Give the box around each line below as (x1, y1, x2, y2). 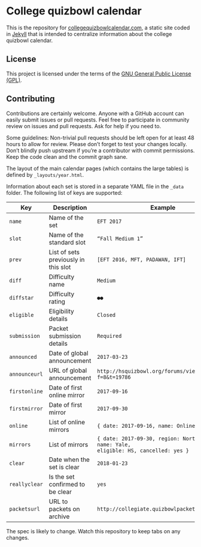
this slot (48, 262, 71, 271)
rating (48, 297, 66, 306)
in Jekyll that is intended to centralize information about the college (6, 30, 172, 37)
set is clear (48, 463, 80, 471)
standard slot (48, 238, 86, 246)
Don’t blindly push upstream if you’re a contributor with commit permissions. (6, 147, 195, 154)
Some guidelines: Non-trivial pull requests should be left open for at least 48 (6, 134, 194, 141)
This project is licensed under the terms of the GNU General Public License (6, 70, 191, 77)
